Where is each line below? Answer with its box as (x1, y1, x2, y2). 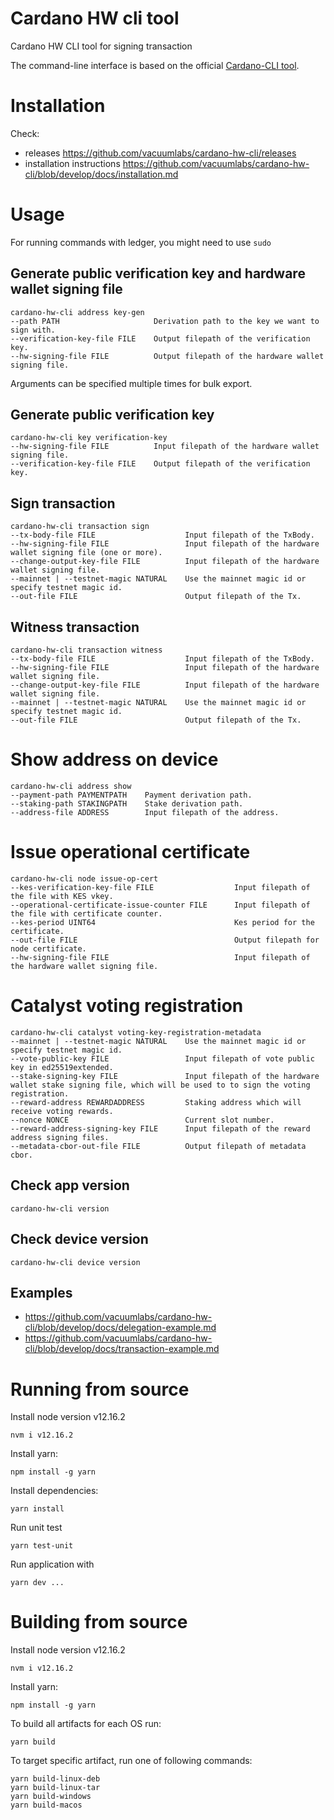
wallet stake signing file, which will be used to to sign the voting (10, 1080, 311, 1090)
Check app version (10, 1177, 130, 1194)
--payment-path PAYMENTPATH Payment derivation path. (10, 790, 253, 800)
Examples (10, 1284, 73, 1301)
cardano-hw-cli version (10, 1203, 110, 1214)
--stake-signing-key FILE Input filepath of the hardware (10, 1071, 320, 1081)
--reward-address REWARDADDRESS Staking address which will (10, 1097, 302, 1107)
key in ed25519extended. (10, 1062, 114, 1072)
